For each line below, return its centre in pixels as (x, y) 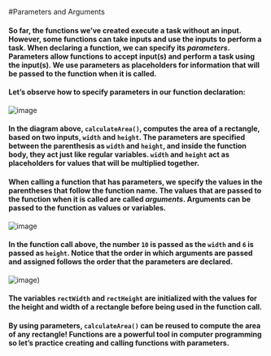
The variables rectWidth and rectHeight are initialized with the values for (133, 298)
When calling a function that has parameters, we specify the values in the (135, 181)
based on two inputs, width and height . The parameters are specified (127, 137)
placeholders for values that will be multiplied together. (104, 163)
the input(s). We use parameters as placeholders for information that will (134, 65)
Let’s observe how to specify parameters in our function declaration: (127, 92)
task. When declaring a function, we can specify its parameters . (119, 47)
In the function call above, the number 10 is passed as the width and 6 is (131, 245)
